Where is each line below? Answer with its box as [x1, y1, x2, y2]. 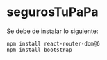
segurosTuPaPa [6, 4, 99, 20]
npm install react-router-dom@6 [6, 40, 100, 47]
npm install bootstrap [6, 46, 72, 53]
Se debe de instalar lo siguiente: [6, 27, 99, 35]
